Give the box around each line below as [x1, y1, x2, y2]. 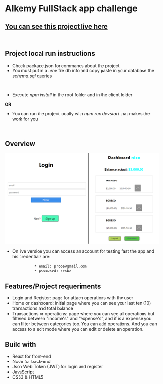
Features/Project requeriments [5, 282, 101, 290]
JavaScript [12, 369, 34, 375]
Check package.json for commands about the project [12, 62, 120, 68]
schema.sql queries [12, 73, 52, 79]
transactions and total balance [12, 305, 73, 311]
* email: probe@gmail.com [34, 264, 87, 269]
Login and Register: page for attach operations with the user [12, 295, 133, 301]
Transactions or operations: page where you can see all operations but [12, 311, 155, 316]
